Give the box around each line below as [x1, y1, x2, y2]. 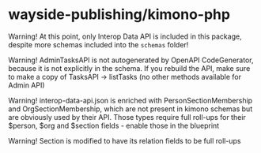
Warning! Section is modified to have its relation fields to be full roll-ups [8, 136, 241, 145]
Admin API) [8, 80, 45, 90]
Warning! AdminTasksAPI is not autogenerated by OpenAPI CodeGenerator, [8, 55, 254, 65]
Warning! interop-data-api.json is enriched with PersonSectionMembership [8, 95, 253, 105]
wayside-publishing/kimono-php [8, 6, 231, 24]
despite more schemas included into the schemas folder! [8, 39, 189, 49]
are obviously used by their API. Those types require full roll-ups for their [8, 112, 247, 121]
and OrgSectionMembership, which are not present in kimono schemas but [8, 104, 253, 114]
